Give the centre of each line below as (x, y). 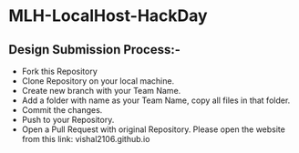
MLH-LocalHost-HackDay (108, 16)
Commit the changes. (62, 110)
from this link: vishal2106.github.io (86, 139)
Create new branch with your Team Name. (101, 91)
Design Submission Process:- (95, 50)
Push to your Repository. (68, 120)
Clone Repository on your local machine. (98, 81)
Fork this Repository (59, 71)
